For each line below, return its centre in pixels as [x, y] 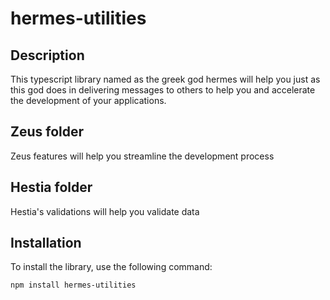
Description [47, 55]
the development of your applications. [88, 100]
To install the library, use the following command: [111, 267]
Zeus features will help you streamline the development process [142, 156]
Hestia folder [51, 187]
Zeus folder [47, 132]
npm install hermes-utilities [73, 285]
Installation [46, 243]
